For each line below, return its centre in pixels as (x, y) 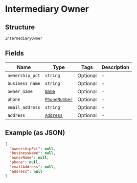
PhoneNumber (59, 99)
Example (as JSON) (35, 133)
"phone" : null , (25, 162)
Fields (15, 53)
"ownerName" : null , (29, 158)
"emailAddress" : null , (33, 167)
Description (115, 67)
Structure (20, 27)
